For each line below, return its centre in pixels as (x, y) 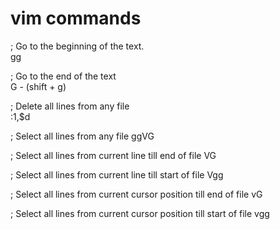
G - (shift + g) (38, 86)
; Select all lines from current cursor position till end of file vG (136, 194)
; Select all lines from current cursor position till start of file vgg (140, 213)
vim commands (76, 18)
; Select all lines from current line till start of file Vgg (117, 174)
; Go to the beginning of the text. (77, 46)
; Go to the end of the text (63, 76)
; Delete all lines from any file (70, 106)
